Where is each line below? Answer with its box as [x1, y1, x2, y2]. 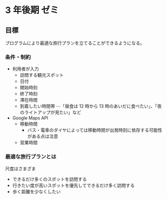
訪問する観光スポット [19, 72, 64, 78]
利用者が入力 [12, 66, 39, 72]
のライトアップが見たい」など [19, 109, 81, 115]
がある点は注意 [27, 133, 58, 139]
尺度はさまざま [5, 165, 36, 172]
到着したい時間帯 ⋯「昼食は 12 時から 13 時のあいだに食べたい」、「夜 [19, 103, 162, 109]
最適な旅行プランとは [5, 153, 56, 160]
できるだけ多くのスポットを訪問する [12, 176, 87, 182]
